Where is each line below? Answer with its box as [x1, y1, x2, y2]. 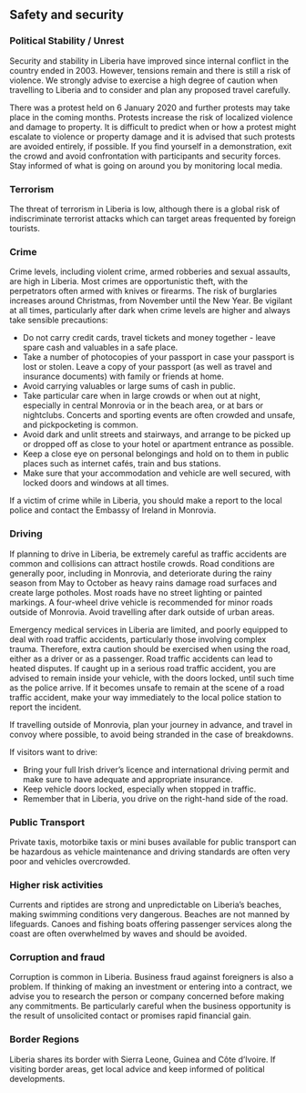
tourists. [9, 222, 41, 233]
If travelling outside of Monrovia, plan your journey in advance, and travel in [9, 719, 293, 730]
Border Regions [9, 1033, 80, 1046]
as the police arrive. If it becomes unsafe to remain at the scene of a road [9, 682, 285, 693]
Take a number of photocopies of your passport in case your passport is [22, 352, 295, 363]
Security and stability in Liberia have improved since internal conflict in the [9, 55, 290, 66]
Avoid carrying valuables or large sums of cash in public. [22, 381, 236, 392]
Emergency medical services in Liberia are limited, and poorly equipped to [9, 624, 289, 635]
